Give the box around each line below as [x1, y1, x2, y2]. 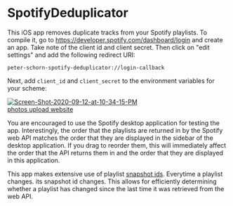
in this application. [7, 156, 60, 165]
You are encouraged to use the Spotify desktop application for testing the [7, 118, 220, 127]
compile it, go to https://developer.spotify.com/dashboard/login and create [7, 35, 223, 44]
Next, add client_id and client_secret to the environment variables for [7, 76, 215, 85]
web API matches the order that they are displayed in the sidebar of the [7, 134, 214, 142]
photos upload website [7, 105, 74, 113]
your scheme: [7, 84, 47, 92]
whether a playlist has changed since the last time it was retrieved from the [7, 184, 225, 193]
